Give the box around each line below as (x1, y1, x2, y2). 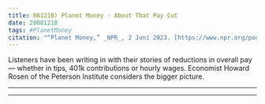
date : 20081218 (8, 19, 58, 27)
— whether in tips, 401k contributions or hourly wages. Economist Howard (8, 64, 250, 73)
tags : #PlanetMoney (8, 26, 73, 34)
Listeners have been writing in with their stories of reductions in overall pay (8, 55, 252, 65)
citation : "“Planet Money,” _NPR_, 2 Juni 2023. (8, 33, 171, 42)
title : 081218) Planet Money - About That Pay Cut (8, 11, 178, 20)
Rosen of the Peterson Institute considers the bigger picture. (8, 72, 205, 81)
